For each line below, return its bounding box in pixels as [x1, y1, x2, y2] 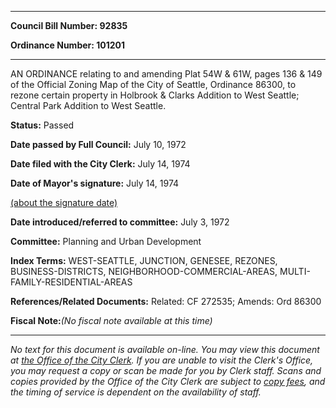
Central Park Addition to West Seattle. [10, 100, 167, 111]
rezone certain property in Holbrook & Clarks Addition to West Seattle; [10, 89, 300, 101]
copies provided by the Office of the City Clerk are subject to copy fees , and [10, 376, 326, 387]
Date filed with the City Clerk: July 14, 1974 [10, 158, 191, 170]
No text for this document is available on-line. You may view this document [10, 344, 320, 355]
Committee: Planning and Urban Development [10, 236, 202, 247]
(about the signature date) [10, 197, 118, 208]
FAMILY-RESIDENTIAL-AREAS [10, 276, 133, 288]
